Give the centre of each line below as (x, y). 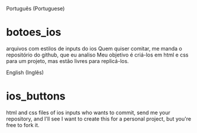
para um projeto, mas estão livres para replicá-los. (67, 61)
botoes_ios (34, 32)
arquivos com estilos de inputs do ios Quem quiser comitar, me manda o (94, 48)
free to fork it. (23, 125)
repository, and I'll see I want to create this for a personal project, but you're (98, 119)
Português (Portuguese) (35, 9)
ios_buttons (36, 96)
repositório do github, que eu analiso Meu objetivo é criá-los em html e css (97, 55)
